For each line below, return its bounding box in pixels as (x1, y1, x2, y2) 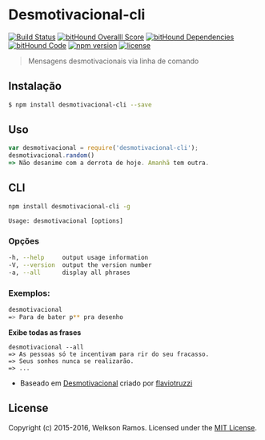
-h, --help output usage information (8, 254, 149, 262)
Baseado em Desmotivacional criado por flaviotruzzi (19, 378, 193, 388)
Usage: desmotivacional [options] (8, 216, 124, 225)
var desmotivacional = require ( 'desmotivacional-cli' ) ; (8, 144, 199, 152)
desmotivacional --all (8, 343, 84, 351)
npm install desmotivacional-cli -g (8, 202, 130, 210)
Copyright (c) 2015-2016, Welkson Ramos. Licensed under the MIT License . (8, 422, 258, 432)
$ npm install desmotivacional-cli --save (8, 100, 152, 109)
